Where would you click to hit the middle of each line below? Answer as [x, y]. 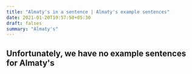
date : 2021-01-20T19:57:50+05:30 [49, 18]
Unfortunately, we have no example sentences [96, 53]
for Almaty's [30, 63]
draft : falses [24, 23]
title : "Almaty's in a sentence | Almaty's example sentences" [88, 12]
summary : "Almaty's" [33, 29]
